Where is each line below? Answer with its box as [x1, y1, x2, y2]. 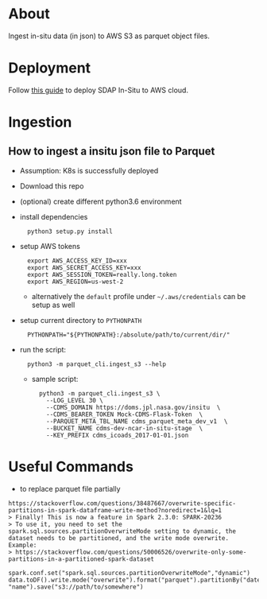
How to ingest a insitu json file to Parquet [8, 145, 215, 158]
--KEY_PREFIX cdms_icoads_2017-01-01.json [46, 431, 189, 439]
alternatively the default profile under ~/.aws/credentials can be [31, 291, 246, 301]
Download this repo [19, 181, 84, 191]
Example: [8, 541, 37, 549]
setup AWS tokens [19, 241, 81, 251]
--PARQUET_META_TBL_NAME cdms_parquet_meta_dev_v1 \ [46, 417, 228, 426]
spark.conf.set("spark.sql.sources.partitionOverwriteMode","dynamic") [8, 569, 250, 577]
